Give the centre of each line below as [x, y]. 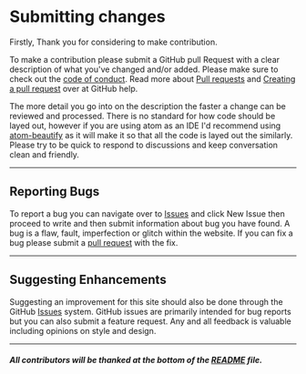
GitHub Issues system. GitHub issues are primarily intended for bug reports [150, 311]
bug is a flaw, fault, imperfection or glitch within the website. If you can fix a [151, 233]
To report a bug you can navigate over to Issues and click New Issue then [147, 213]
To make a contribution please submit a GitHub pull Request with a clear [145, 59]
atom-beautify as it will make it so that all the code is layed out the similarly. [151, 135]
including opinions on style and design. [83, 330]
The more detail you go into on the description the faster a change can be [148, 106]
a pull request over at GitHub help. [74, 88]
